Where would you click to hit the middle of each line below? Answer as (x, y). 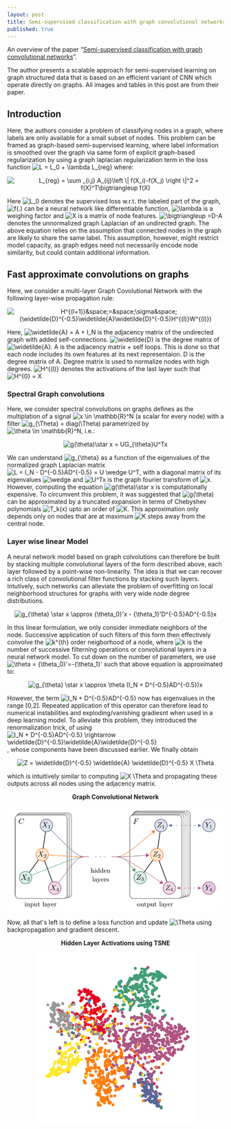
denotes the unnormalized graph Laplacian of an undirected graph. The (108, 223)
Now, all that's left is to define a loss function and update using (109, 922)
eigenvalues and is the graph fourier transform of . (110, 480)
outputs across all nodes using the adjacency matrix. (82, 783)
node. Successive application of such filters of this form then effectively (109, 635)
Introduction (34, 114)
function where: (70, 167)
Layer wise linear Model (48, 541)
